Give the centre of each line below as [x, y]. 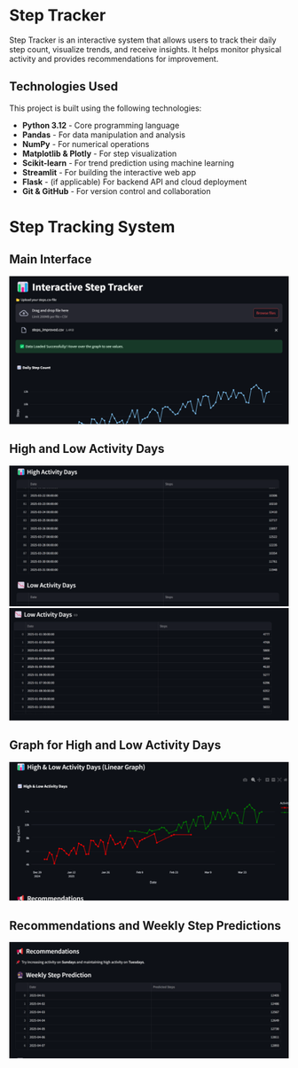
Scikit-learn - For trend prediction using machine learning [128, 163]
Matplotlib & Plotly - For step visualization [99, 153]
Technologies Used [63, 86]
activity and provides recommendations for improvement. [114, 58]
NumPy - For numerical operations [86, 144]
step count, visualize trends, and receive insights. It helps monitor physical [145, 49]
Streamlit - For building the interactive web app [109, 172]
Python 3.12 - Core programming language [101, 125]
